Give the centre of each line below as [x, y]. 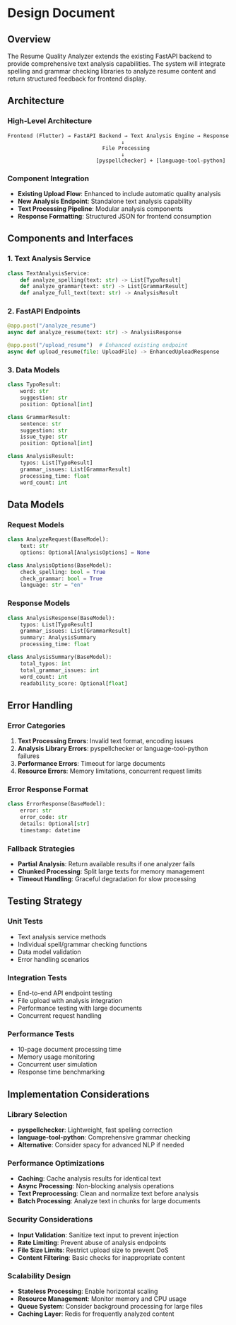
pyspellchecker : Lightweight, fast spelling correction [95, 1130]
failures [29, 756]
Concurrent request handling [60, 1016]
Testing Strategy [45, 901]
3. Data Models [34, 369]
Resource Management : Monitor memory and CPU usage [102, 1298]
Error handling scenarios [53, 959]
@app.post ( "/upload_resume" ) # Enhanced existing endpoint [98, 345]
